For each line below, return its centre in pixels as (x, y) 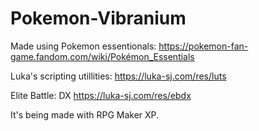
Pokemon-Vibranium (98, 18)
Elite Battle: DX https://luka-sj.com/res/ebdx (101, 95)
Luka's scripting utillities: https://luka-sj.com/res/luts (118, 76)
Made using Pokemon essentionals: (83, 46)
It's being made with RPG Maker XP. (85, 114)
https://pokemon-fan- (203, 46)
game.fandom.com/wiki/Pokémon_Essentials (102, 56)
